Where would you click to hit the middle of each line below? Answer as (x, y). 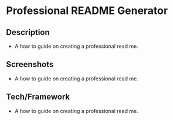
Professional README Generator (87, 11)
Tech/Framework (38, 97)
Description (28, 32)
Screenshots (30, 64)
